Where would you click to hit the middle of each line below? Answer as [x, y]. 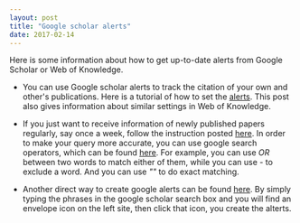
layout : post [34, 18]
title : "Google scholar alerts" [70, 26]
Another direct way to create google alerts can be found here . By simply [157, 190]
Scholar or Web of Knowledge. [66, 70]
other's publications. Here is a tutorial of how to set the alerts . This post [155, 97]
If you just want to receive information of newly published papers [143, 124]
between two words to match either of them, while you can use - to [148, 163]
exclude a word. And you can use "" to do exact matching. [131, 172]
